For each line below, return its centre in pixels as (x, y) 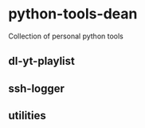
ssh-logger (37, 88)
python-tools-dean (73, 14)
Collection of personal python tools (66, 36)
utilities (27, 116)
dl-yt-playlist (42, 61)
